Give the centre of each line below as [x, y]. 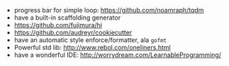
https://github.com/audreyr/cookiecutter [73, 32]
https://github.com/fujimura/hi [58, 25]
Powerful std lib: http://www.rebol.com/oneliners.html [93, 47]
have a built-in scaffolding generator [67, 18]
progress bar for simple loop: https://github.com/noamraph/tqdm [109, 10]
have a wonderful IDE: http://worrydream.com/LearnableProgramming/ [118, 55]
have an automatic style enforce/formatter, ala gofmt [90, 40]
